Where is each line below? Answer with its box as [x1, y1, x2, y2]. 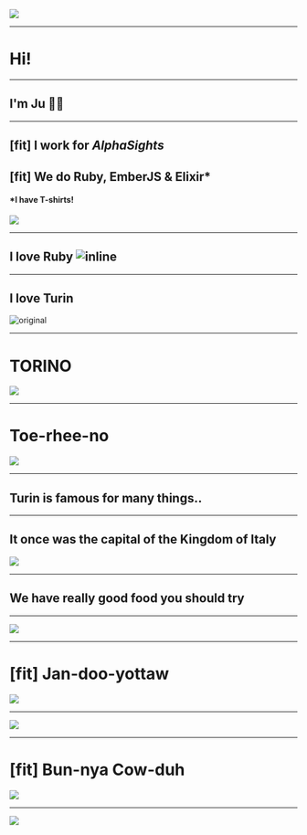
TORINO [9, 355, 72, 376]
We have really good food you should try [9, 590, 245, 607]
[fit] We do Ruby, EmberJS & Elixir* [9, 169, 212, 185]
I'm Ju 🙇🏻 [9, 96, 65, 111]
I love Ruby [9, 249, 74, 265]
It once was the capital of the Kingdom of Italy [9, 532, 277, 547]
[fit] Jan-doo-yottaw [9, 663, 170, 684]
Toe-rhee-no [9, 426, 110, 447]
